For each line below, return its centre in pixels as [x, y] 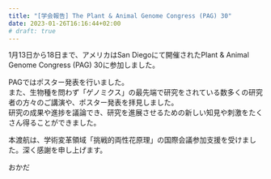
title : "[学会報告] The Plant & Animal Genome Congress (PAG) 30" [120, 16]
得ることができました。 [61, 123]
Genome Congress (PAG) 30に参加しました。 [84, 65]
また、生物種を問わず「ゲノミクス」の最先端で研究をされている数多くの [129, 92]
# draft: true [32, 31]
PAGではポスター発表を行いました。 [69, 83]
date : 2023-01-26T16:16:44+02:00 [65, 23]
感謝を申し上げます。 [72, 150]
